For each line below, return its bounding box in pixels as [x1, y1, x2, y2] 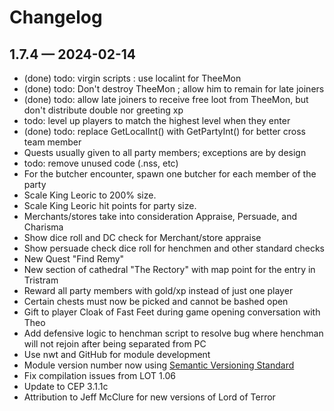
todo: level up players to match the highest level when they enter [23, 115, 291, 126]
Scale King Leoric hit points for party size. [23, 200, 197, 211]
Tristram [23, 274, 59, 286]
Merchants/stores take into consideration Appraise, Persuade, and [23, 211, 298, 222]
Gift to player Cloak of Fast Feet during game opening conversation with [23, 306, 321, 318]
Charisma [23, 221, 64, 233]
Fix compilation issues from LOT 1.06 [23, 370, 176, 381]
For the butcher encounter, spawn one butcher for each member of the [23, 168, 317, 180]
